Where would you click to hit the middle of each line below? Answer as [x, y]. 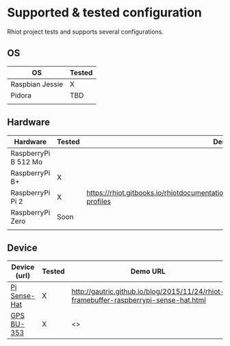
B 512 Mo [27, 161]
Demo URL [148, 271]
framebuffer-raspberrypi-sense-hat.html [139, 300]
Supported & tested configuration [104, 13]
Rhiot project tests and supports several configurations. [86, 32]
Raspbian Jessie [37, 84]
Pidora [21, 95]
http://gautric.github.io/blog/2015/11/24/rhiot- [148, 292]
